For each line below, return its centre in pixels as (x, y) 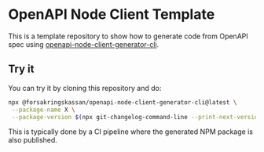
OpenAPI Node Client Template (112, 14)
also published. (33, 140)
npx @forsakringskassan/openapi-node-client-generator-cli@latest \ (123, 102)
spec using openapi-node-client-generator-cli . (84, 44)
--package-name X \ (44, 110)
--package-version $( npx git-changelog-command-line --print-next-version (136, 117)
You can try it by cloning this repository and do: (85, 88)
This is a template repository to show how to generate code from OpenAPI (128, 36)
